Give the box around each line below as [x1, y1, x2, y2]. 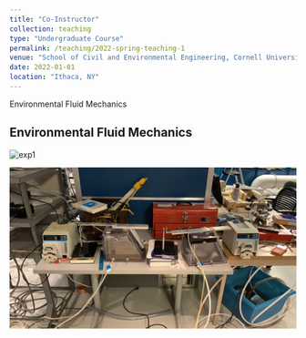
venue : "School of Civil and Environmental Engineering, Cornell [9, 53, 262, 63]
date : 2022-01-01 [9, 63, 76, 72]
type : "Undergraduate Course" [9, 34, 125, 43]
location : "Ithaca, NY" [9, 73, 100, 82]
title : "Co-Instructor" [9, 15, 100, 24]
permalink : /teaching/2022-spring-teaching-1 [9, 44, 185, 53]
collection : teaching [9, 24, 92, 34]
